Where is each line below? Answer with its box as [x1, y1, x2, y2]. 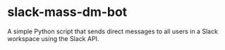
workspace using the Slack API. [7, 34, 99, 42]
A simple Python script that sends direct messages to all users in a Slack [7, 27, 219, 35]
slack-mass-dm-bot [7, 4, 128, 20]
